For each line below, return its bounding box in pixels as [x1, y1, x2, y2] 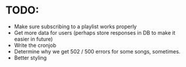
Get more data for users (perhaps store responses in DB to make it [14, 29, 175, 36]
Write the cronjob [14, 42, 57, 49]
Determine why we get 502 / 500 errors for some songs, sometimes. [14, 48, 181, 55]
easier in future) [14, 35, 54, 42]
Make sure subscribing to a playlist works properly [14, 23, 137, 30]
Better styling [14, 54, 47, 61]
